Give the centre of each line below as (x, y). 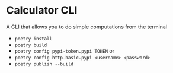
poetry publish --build (44, 64)
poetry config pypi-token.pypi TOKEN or (64, 50)
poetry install (33, 39)
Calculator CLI (42, 10)
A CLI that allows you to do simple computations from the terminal (87, 27)
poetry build (31, 45)
